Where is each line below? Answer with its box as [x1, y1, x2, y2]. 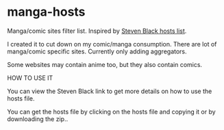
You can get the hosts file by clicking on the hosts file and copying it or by [7, 107, 216, 116]
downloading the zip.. [7, 114, 69, 123]
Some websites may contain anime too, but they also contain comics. [7, 60, 203, 68]
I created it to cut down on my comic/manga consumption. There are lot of [7, 40, 217, 48]
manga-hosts [7, 4, 86, 20]
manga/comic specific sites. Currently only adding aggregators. [7, 47, 187, 55]
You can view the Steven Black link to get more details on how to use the [7, 87, 212, 95]
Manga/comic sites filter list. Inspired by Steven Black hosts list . [7, 27, 187, 35]
